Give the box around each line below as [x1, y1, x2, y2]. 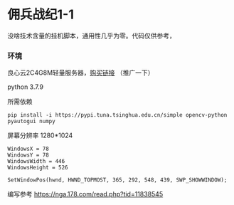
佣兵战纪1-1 [7, 6, 75, 23]
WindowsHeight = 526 [7, 164, 69, 172]
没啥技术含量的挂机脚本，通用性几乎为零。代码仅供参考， [7, 31, 176, 40]
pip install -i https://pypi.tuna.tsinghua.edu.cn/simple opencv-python [7, 112, 228, 119]
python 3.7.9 [7, 83, 44, 91]
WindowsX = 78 [7, 145, 50, 153]
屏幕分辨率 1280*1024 [7, 131, 73, 140]
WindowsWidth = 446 [7, 158, 65, 165]
